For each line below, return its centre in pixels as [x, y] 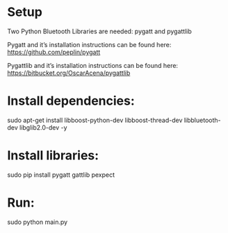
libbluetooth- [202, 120]
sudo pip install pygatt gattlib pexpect [61, 175]
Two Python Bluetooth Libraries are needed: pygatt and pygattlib [100, 31]
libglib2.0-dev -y [43, 127]
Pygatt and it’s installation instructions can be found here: [89, 44]
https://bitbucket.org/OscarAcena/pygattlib [69, 73]
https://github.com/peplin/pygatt [54, 52]
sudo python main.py [38, 222]
